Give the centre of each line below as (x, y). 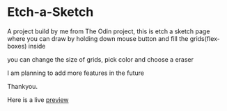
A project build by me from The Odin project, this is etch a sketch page (109, 31)
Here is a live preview (38, 100)
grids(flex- (205, 38)
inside (37, 46)
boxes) (17, 46)
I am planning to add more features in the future (76, 73)
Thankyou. (23, 86)
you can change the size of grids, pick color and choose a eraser (100, 59)
